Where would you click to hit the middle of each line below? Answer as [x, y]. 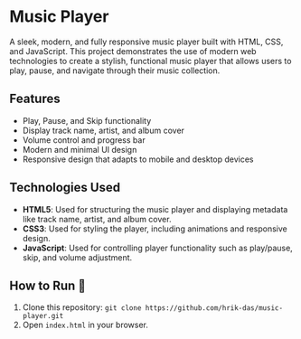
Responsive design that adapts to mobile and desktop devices [138, 159]
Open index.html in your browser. [85, 325]
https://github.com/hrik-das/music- [214, 308]
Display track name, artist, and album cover [103, 130]
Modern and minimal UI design [80, 149]
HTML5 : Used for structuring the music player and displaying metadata [155, 209]
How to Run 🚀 [48, 285]
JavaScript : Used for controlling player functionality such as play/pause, [158, 248]
